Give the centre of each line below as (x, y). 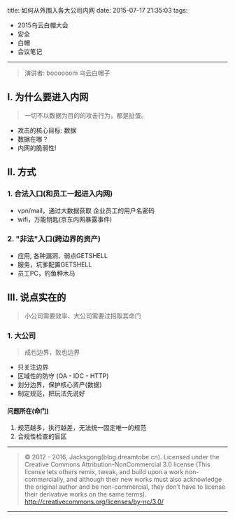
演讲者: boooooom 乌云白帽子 (67, 73)
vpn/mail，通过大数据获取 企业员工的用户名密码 (86, 210)
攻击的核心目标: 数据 (47, 130)
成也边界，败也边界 (52, 352)
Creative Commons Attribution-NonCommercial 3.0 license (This (117, 464)
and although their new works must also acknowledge (144, 480)
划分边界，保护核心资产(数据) (60, 384)
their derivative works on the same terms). (85, 494)
